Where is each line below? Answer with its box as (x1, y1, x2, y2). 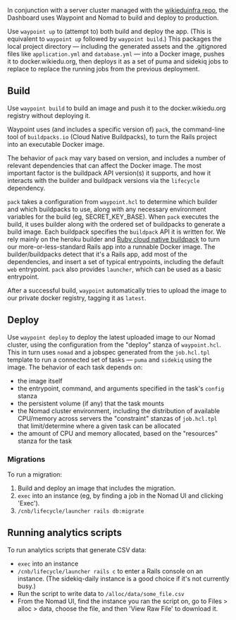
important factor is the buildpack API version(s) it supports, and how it (7, 169, 211, 177)
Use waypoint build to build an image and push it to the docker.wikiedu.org (7, 104, 226, 112)
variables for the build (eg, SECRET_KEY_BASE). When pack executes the (7, 212, 220, 221)
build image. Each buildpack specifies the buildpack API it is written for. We (7, 227, 226, 236)
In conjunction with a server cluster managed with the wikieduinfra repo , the (7, 6, 229, 14)
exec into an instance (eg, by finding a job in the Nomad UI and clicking (17, 491, 223, 500)
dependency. (7, 184, 46, 192)
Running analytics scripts (7, 527, 122, 539)
